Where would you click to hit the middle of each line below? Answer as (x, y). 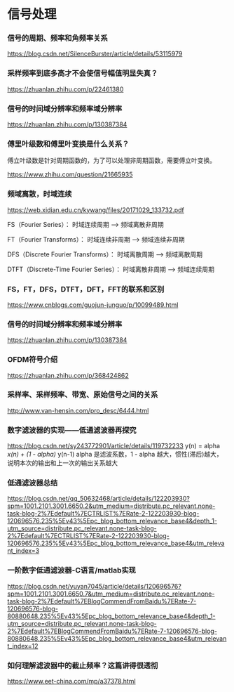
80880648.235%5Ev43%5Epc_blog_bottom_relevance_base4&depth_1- (111, 616)
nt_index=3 (23, 551)
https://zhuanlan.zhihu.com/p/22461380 (66, 89)
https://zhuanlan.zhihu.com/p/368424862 (68, 375)
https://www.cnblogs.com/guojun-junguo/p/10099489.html (93, 305)
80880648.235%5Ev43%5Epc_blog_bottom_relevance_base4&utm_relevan (117, 638)
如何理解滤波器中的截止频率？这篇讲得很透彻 (83, 665)
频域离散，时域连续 (40, 194)
